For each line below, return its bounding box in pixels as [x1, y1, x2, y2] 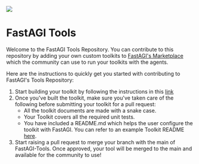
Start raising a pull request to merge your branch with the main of [14, 138, 176, 146]
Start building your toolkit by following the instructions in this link [14, 88, 174, 95]
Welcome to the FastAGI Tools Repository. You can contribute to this [6, 45, 174, 53]
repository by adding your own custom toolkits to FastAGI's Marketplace [6, 52, 184, 59]
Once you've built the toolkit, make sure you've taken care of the [14, 94, 174, 101]
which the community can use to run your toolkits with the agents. [6, 58, 169, 66]
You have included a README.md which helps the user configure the [23, 119, 194, 126]
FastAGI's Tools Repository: [6, 76, 74, 83]
